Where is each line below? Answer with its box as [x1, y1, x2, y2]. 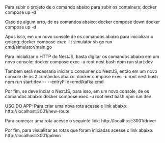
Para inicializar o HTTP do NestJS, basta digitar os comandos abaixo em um [5, 54, 160, 59]
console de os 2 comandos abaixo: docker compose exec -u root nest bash [5, 74, 158, 79]
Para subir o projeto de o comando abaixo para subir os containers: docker [5, 4, 157, 10]
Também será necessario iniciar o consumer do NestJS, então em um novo [5, 68, 157, 74]
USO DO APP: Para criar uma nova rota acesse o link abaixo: [5, 103, 128, 109]
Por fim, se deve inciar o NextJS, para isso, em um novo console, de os [5, 88, 149, 94]
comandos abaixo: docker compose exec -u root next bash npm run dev [5, 93, 151, 99]
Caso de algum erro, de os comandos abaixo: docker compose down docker [5, 19, 160, 25]
